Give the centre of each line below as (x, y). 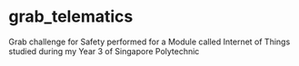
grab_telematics (71, 17)
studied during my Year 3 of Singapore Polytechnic (104, 51)
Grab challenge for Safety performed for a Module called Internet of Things (149, 42)
